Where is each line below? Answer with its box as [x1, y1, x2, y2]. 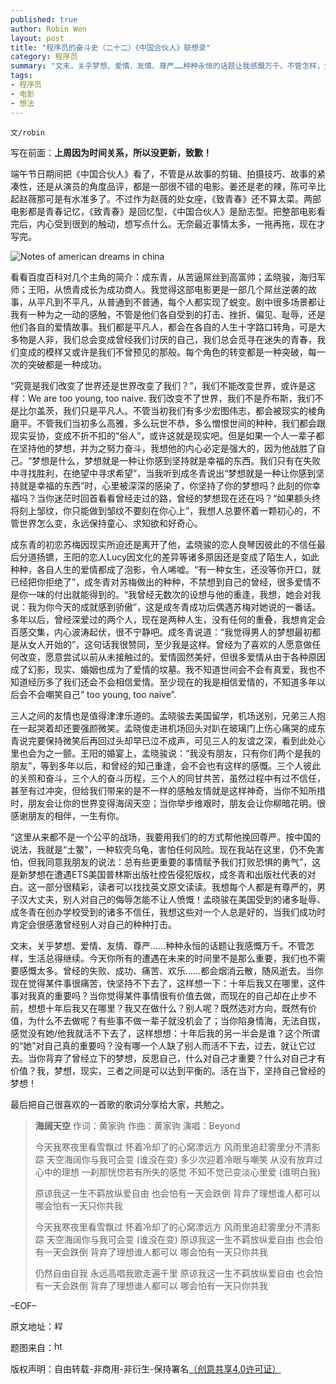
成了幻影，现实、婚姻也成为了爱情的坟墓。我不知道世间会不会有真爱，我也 [10, 663, 317, 675]
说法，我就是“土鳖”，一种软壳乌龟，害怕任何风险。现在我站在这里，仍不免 [10, 843, 317, 855]
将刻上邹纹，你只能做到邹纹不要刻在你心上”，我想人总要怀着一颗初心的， [10, 504, 313, 516]
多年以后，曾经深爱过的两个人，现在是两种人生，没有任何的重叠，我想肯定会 [10, 613, 326, 625]
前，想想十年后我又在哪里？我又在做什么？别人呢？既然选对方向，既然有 [10, 1002, 308, 1014]
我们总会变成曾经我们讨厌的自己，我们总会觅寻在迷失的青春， [62, 333, 317, 345]
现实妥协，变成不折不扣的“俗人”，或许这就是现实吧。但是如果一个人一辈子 [10, 429, 317, 441]
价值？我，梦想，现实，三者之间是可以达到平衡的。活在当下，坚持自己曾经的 [10, 1064, 326, 1076]
